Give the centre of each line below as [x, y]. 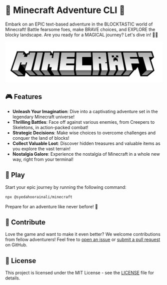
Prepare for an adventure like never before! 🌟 [52, 206]
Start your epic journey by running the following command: [66, 187]
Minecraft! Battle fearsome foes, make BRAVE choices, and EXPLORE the [80, 29]
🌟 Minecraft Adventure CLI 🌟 [65, 10]
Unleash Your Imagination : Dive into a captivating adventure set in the [85, 111]
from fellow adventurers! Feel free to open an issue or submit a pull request [83, 239]
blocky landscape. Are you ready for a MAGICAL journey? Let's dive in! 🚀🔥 [82, 35]
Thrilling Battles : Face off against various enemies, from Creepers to [83, 122]
